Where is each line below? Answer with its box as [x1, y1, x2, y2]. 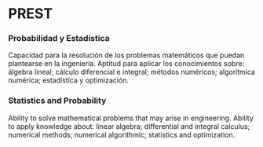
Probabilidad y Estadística [8, 33, 110, 44]
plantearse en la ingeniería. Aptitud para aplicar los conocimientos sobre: [8, 59, 245, 68]
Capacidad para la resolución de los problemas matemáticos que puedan [8, 50, 245, 60]
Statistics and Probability [8, 95, 107, 106]
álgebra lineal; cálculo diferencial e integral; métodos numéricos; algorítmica [8, 68, 255, 77]
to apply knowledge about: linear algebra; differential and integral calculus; [8, 121, 250, 130]
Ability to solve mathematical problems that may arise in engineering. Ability [8, 113, 254, 123]
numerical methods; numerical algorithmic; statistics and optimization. [8, 130, 236, 139]
